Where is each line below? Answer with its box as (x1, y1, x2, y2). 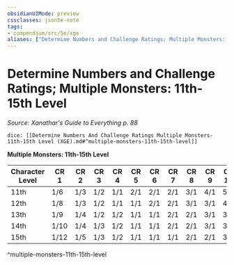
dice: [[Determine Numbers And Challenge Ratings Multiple (7, 132, 182, 139)
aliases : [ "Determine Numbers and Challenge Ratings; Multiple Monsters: (7, 36, 226, 43)
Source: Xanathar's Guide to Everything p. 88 (7, 119, 138, 127)
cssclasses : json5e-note (7, 17, 79, 24)
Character (10, 167, 45, 177)
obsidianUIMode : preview (7, 10, 79, 17)
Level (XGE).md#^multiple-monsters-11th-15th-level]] (38, 138, 198, 145)
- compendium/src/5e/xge (7, 29, 79, 37)
